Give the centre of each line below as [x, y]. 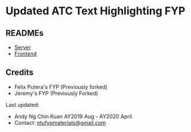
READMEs [25, 33]
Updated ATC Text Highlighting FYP [95, 11]
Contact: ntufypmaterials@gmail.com [60, 122]
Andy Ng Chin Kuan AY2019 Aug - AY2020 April [73, 116]
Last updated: [23, 105]
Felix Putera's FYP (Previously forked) [61, 87]
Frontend [25, 54]
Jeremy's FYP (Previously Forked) [56, 93]
